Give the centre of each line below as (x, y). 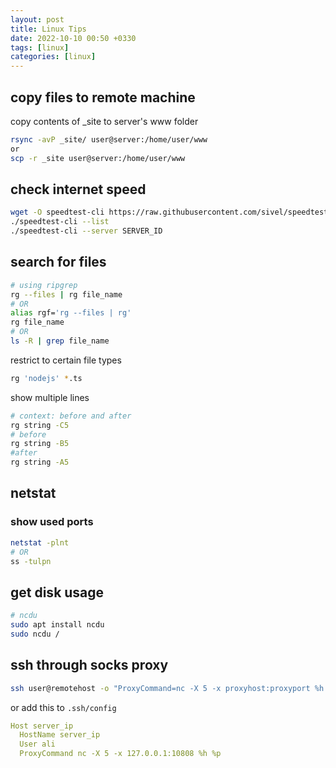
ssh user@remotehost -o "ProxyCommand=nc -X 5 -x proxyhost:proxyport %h (167, 688)
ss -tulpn (31, 561)
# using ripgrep (44, 285)
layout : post (37, 19)
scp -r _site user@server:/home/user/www (98, 158)
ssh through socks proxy (89, 665)
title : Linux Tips (48, 29)
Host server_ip (42, 726)
